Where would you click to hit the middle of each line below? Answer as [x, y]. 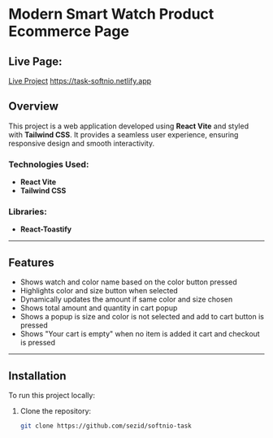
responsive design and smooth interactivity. [82, 143]
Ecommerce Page [69, 31]
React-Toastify [45, 229]
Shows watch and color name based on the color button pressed [128, 282]
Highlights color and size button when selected [99, 291]
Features [31, 262]
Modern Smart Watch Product [111, 14]
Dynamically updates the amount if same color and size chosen [126, 299]
